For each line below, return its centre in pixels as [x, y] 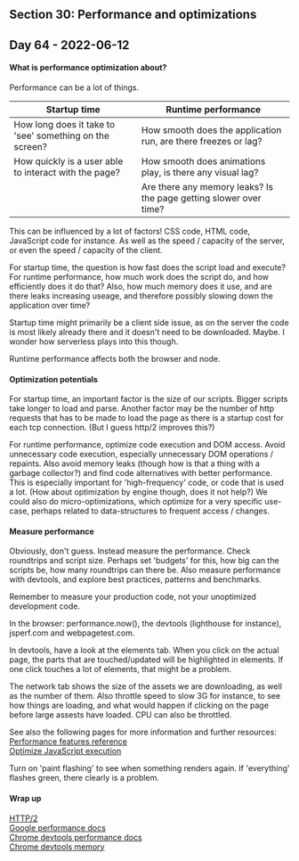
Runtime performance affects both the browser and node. [115, 358]
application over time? [50, 305]
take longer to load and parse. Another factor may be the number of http [142, 408]
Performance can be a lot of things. [74, 87]
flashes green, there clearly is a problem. [85, 778]
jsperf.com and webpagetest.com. [72, 633]
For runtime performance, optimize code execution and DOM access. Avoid [147, 445]
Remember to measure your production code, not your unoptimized [133, 597]
